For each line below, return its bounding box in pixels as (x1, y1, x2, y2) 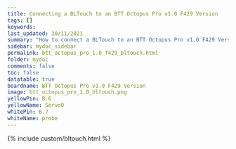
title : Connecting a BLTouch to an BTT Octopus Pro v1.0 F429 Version (7, 10, 218, 18)
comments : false (7, 63, 55, 70)
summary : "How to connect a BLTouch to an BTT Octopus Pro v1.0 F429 (7, 37, 216, 44)
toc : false (7, 69, 39, 76)
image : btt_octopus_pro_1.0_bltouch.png (7, 89, 128, 96)
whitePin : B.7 (7, 108, 49, 115)
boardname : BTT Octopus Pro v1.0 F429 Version (7, 82, 146, 89)
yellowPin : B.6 (7, 96, 52, 103)
